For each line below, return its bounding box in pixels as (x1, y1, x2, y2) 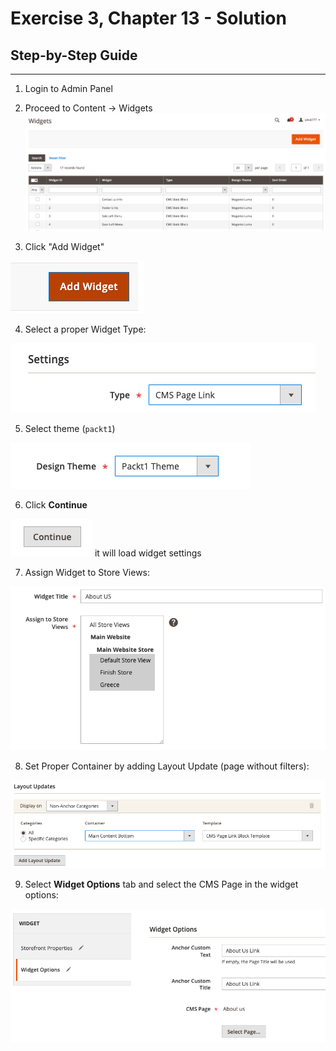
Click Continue (24, 498, 88, 511)
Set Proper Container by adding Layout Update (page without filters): (24, 760, 310, 772)
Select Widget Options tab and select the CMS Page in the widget (24, 878, 299, 891)
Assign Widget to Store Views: (24, 566, 151, 578)
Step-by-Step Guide (10, 47, 138, 64)
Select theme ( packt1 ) (24, 422, 116, 434)
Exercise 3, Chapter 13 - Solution (10, 7, 287, 30)
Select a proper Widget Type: (24, 323, 147, 335)
